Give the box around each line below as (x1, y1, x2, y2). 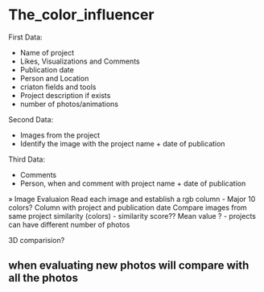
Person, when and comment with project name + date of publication (19, 179, 246, 188)
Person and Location (19, 73, 89, 83)
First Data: (8, 32, 43, 42)
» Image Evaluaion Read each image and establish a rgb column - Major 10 (8, 194, 256, 204)
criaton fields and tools (19, 82, 97, 92)
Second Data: (8, 114, 54, 124)
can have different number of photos (8, 220, 130, 229)
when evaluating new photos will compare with (8, 259, 250, 273)
